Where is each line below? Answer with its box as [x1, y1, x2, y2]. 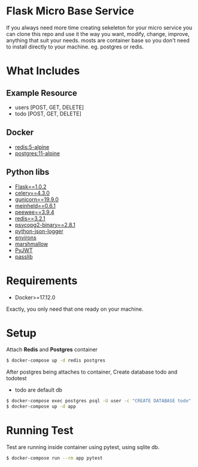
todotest [6, 375, 27, 382]
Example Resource [6, 88, 78, 98]
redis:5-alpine [14, 143, 50, 150]
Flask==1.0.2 [14, 183, 47, 190]
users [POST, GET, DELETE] [14, 104, 84, 111]
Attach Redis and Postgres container [6, 346, 98, 353]
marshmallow [14, 240, 48, 247]
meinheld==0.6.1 [14, 202, 56, 209]
